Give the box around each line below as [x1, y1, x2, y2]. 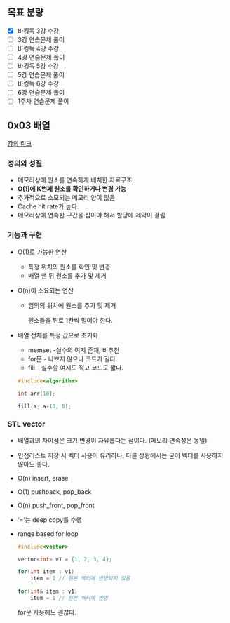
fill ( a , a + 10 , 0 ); [17, 403, 72, 410]
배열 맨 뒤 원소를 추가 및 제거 [27, 271, 107, 279]
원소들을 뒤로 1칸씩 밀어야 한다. [27, 316, 114, 324]
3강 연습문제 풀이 [17, 35, 65, 43]
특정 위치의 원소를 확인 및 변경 [27, 262, 111, 271]
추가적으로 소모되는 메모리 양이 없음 [17, 194, 116, 202]
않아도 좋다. [17, 460, 50, 468]
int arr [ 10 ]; [17, 390, 56, 397]
